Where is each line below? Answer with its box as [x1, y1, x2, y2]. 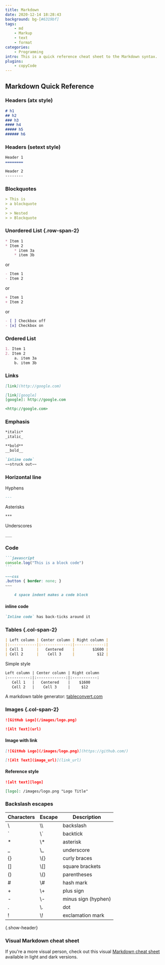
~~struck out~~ [5, 461, 37, 467]
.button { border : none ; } [5, 578, 61, 584]
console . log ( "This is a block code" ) [5, 560, 84, 565]
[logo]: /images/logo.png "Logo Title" [5, 789, 88, 794]
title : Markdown [5, 7, 39, 13]
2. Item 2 [5, 351, 26, 356]
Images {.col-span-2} [5, 706, 59, 713]
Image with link [5, 738, 37, 744]
